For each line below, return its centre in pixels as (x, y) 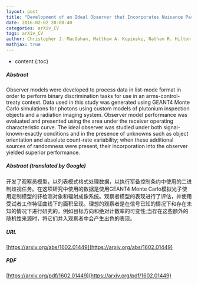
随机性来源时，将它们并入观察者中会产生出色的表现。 (71, 218)
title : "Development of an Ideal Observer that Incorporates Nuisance (95, 17)
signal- (172, 127)
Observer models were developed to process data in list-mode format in (94, 90)
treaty (13, 102)
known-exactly (24, 133)
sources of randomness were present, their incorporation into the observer (97, 146)
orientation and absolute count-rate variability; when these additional (90, 140)
